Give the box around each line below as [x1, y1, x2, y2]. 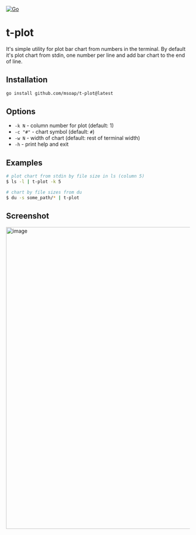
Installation [6, 75, 48, 85]
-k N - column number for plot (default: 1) [14, 122, 114, 129]
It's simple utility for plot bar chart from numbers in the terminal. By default [6, 45, 185, 52]
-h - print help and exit [14, 141, 69, 148]
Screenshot [6, 211, 50, 221]
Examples [6, 158, 43, 168]
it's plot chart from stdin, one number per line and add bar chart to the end [6, 52, 185, 59]
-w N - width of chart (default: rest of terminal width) [14, 135, 141, 142]
